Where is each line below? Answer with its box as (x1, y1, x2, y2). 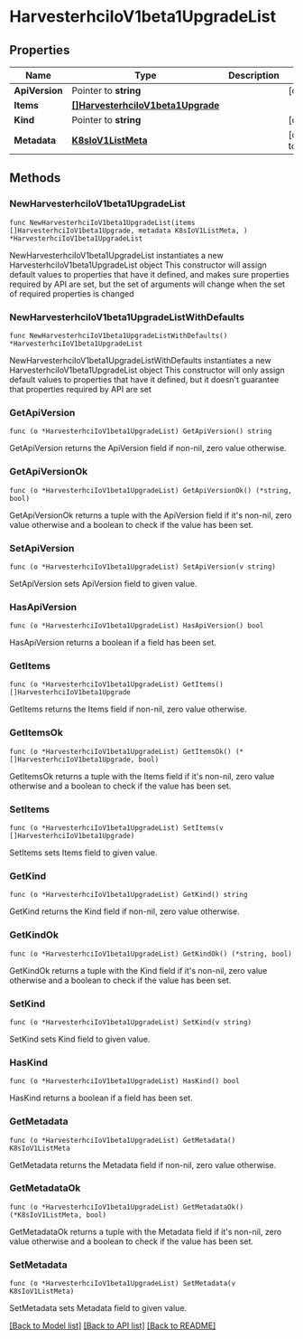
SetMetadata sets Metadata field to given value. (9, 1303, 188, 1314)
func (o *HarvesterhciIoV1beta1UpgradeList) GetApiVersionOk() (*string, (9, 486, 293, 495)
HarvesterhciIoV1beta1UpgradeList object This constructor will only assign (9, 364, 286, 375)
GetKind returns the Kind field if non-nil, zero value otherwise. (9, 906, 241, 917)
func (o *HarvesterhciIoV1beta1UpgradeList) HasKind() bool (9, 1077, 241, 1086)
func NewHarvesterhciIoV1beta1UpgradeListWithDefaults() (9, 331, 228, 340)
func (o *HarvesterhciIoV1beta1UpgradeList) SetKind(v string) (9, 1017, 252, 1027)
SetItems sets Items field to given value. (9, 847, 158, 858)
